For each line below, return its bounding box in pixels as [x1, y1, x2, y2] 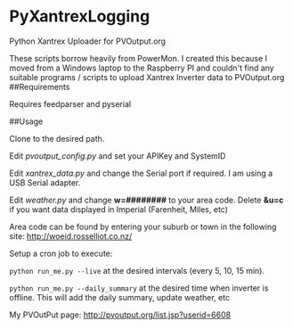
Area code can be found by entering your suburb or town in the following [9, 221, 277, 232]
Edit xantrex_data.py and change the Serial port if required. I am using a [9, 168, 273, 178]
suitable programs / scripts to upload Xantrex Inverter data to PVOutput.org [9, 71, 285, 82]
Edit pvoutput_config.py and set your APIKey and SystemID [9, 150, 226, 161]
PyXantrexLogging [9, 6, 151, 27]
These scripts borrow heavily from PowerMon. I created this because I [9, 53, 268, 63]
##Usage [9, 116, 44, 127]
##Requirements [9, 81, 70, 92]
